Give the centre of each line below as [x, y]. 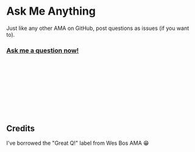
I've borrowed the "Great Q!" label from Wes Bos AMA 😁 [78, 143]
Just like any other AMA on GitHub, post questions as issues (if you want [98, 28]
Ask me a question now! [43, 50]
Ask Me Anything [51, 11]
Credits [21, 128]
